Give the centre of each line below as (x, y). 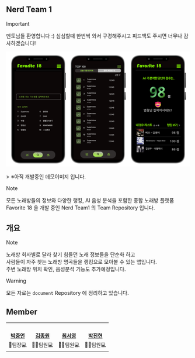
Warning (16, 281)
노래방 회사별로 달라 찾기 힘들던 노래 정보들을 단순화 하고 (71, 254)
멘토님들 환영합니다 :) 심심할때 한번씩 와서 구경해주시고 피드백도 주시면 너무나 (94, 36)
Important (18, 23)
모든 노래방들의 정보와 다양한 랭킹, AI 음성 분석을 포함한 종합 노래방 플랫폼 (90, 201)
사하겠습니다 (20, 43)
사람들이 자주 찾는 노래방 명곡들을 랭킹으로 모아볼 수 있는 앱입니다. (81, 262)
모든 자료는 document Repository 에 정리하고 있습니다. (68, 293)
